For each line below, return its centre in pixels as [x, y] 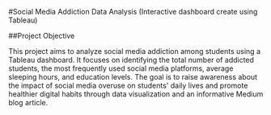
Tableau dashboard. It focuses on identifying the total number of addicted [131, 60]
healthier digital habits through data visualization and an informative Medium [136, 94]
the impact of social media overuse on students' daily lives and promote [128, 85]
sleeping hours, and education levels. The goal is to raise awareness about [133, 77]
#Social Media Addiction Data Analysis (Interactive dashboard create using [133, 12]
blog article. [28, 103]
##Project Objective [42, 36]
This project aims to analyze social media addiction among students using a [135, 51]
